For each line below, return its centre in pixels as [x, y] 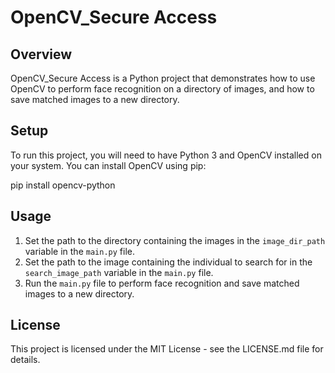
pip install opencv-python [63, 185]
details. [25, 360]
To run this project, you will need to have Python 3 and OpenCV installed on [166, 155]
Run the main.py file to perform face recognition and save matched [162, 283]
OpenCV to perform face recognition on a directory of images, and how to [162, 89]
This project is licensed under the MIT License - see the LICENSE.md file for [167, 349]
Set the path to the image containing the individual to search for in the [168, 262]
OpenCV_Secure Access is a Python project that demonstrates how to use [163, 78]
